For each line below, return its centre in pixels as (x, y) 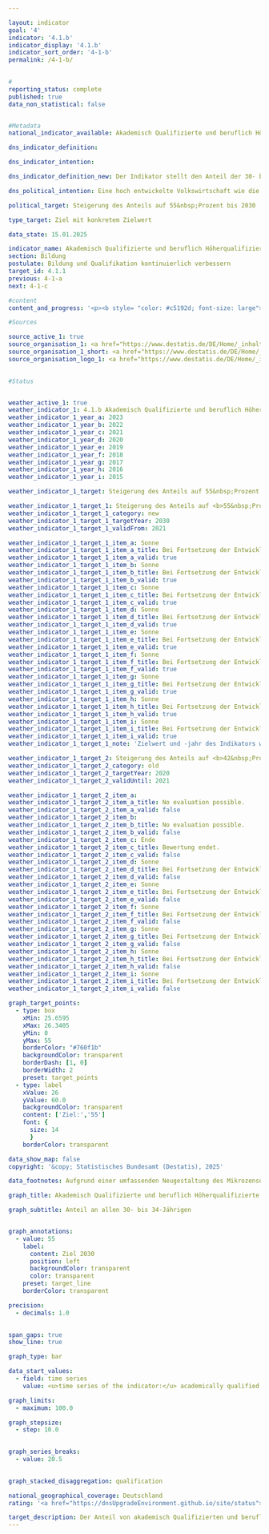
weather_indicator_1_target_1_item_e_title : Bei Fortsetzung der (119, 639)
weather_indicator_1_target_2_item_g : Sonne (84, 929)
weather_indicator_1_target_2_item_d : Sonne (84, 862)
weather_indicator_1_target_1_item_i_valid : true (93, 737)
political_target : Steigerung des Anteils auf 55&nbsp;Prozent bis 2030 (132, 205)
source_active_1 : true (46, 337)
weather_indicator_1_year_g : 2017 (66, 462)
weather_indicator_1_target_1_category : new (84, 513)
